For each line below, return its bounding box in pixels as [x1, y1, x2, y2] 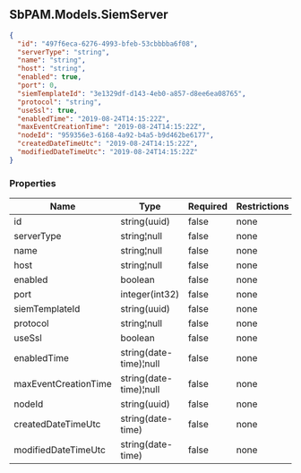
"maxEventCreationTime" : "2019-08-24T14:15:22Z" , [17, 123, 206, 132]
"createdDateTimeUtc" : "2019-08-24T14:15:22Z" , [17, 139, 199, 149]
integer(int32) [120, 288, 180, 301]
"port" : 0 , [17, 81, 58, 90]
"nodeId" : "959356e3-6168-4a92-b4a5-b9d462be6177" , [17, 131, 215, 140]
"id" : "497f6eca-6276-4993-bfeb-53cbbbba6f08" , [17, 39, 199, 48]
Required [187, 201, 228, 213]
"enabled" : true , [17, 73, 82, 82]
